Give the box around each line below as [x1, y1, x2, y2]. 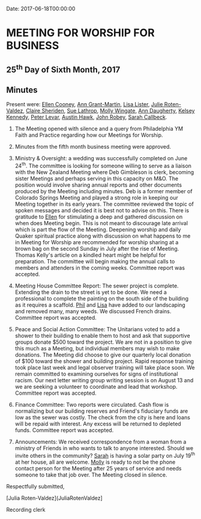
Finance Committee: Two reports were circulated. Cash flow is [14, 401, 169, 409]
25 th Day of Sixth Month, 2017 [6, 62, 121, 74]
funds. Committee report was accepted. [14, 427, 114, 434]
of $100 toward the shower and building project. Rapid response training [14, 358, 194, 365]
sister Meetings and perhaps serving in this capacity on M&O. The [14, 175, 179, 182]
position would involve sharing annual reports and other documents [14, 181, 182, 188]
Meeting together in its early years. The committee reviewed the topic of [14, 200, 194, 208]
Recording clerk [6, 506, 46, 513]
